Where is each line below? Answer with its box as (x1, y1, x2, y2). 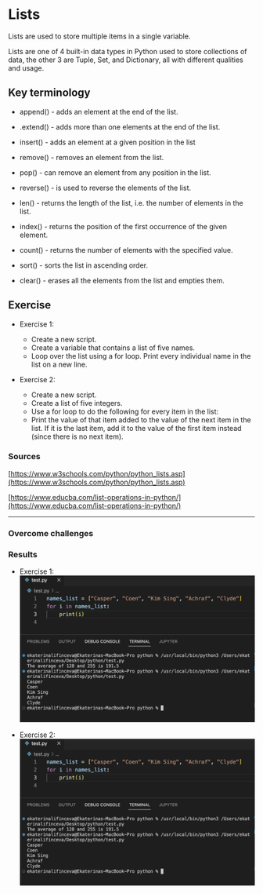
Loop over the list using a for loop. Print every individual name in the (31, 351, 251, 360)
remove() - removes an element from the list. (19, 152, 164, 162)
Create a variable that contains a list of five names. (31, 343, 196, 352)
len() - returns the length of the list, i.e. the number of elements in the (19, 198, 244, 207)
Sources (8, 451, 41, 462)
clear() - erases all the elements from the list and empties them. (19, 275, 225, 285)
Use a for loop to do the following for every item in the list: (31, 407, 219, 416)
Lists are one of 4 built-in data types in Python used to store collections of (8, 46, 248, 56)
